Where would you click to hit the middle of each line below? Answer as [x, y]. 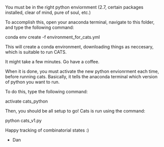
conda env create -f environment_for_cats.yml [53, 37]
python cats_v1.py [23, 121]
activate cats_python [27, 101]
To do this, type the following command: [47, 91]
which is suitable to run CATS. [36, 52]
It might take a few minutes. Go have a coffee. [52, 62]
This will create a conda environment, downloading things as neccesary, [79, 47]
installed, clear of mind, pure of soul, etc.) [48, 12]
